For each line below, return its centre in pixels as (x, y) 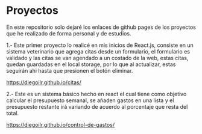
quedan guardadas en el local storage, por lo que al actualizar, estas (91, 64)
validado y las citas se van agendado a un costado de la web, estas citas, (97, 58)
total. (13, 113)
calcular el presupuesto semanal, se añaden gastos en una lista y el (90, 100)
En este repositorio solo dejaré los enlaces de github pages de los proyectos (101, 27)
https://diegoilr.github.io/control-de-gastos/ (61, 124)
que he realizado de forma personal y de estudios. (69, 33)
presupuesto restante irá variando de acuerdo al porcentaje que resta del (97, 106)
